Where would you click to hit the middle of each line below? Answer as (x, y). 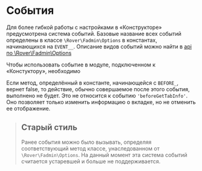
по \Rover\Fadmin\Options (39, 53)
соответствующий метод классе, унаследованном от (90, 148)
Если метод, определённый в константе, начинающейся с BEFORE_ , (93, 83)
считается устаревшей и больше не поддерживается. (91, 161)
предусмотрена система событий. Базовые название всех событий (94, 33)
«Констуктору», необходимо (43, 71)
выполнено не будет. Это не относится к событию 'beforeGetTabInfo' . (97, 95)
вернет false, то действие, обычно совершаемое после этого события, (98, 89)
